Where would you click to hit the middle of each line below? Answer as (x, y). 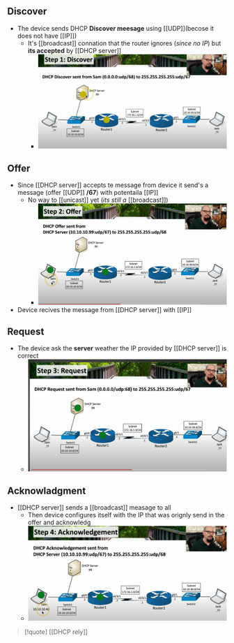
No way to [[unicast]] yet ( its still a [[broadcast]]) (98, 200)
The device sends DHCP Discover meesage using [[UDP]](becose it (116, 28)
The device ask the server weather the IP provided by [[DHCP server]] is (122, 348)
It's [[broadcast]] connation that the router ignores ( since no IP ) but (124, 43)
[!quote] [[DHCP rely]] (56, 632)
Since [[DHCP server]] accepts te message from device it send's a (113, 185)
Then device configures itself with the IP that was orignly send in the (126, 515)
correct (28, 356)
